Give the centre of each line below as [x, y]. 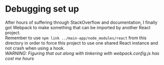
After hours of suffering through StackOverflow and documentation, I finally [81, 22]
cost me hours [20, 58]
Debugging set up [42, 9]
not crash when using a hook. [35, 48]
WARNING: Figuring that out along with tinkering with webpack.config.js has [82, 53]
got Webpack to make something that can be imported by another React [78, 27]
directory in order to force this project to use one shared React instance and [82, 43]
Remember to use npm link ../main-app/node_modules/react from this [76, 38]
